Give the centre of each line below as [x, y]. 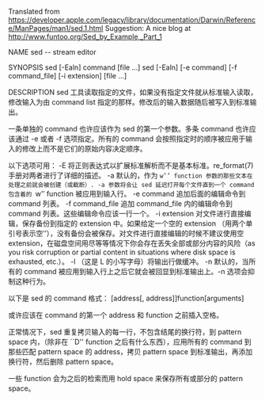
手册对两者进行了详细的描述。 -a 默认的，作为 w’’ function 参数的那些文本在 [131, 175]
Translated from [34, 11]
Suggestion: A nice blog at [148, 28]
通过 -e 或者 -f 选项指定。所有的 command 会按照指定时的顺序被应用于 [130, 139]
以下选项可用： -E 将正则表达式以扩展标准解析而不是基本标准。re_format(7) [131, 165]
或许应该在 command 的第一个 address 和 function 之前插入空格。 [116, 315]
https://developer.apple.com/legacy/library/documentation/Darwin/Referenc [132, 20]
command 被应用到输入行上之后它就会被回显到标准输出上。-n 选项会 [136, 271]
